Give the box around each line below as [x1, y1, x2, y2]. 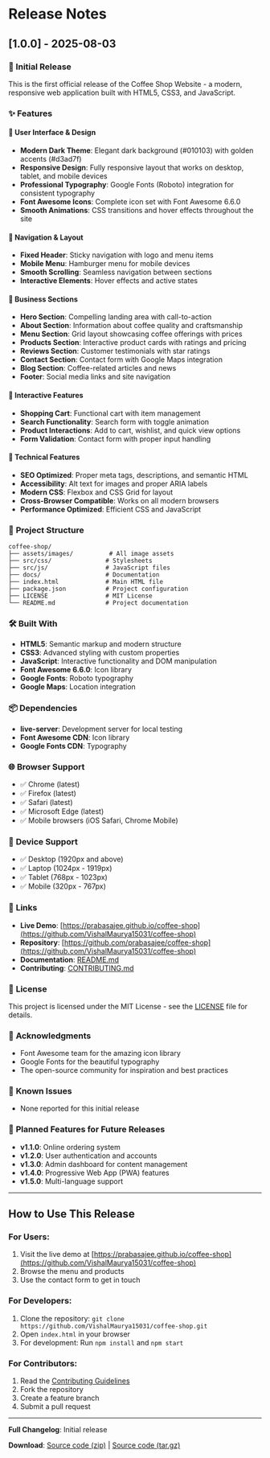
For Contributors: [8, 1357, 78, 1369]
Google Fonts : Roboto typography [19, 673, 134, 684]
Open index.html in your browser [19, 1329, 131, 1339]
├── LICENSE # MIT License [8, 592, 153, 600]
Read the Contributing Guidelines [19, 1376, 130, 1386]
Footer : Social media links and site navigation [19, 372, 171, 382]
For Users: [8, 1231, 50, 1242]
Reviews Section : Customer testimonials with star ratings [19, 347, 211, 356]
